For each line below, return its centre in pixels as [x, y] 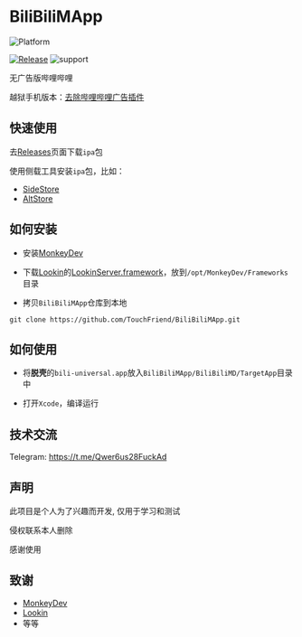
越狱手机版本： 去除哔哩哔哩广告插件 [77, 97]
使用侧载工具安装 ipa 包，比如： [67, 171]
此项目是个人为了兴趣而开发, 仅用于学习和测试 [95, 511]
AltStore [38, 198]
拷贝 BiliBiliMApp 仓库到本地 [75, 302]
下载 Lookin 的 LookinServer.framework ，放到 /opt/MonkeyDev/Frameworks [155, 272]
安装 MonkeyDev [53, 253]
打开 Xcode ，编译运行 [61, 403]
